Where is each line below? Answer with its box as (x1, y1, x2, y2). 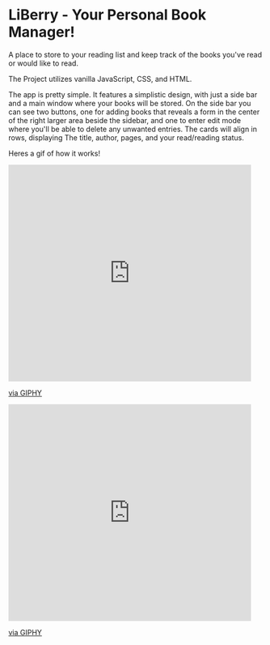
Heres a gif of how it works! (8, 148, 101, 158)
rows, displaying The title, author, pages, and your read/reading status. (8, 132, 245, 143)
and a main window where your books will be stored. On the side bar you (8, 98, 251, 108)
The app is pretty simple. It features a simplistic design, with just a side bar (8, 89, 258, 99)
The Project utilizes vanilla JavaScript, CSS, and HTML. (8, 74, 192, 83)
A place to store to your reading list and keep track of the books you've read (8, 49, 263, 59)
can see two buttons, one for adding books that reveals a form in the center (8, 107, 260, 117)
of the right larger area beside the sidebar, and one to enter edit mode (8, 115, 241, 125)
